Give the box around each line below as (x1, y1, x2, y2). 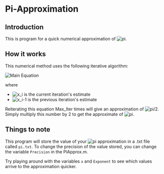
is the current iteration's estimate (23, 91, 91, 97)
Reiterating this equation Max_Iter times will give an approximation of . (5, 106, 159, 112)
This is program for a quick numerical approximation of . (5, 36, 127, 42)
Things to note (5, 126, 50, 134)
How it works (5, 50, 46, 58)
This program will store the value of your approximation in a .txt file (5, 138, 150, 144)
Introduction (5, 23, 44, 31)
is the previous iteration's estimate (27, 96, 97, 102)
